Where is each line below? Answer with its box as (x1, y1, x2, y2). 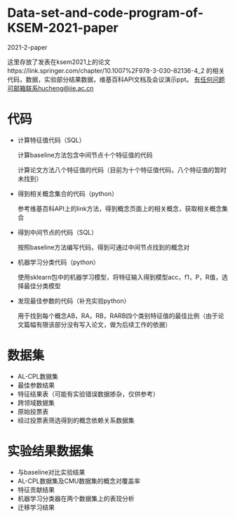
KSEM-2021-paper (7, 20, 119, 36)
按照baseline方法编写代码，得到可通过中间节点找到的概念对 (17, 242, 190, 251)
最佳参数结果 (17, 381, 55, 389)
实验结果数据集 (7, 443, 94, 459)
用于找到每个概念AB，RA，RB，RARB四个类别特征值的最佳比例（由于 (17, 311, 219, 320)
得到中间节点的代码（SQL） (17, 228, 98, 236)
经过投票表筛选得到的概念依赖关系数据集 (17, 416, 135, 425)
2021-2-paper (7, 43, 48, 51)
